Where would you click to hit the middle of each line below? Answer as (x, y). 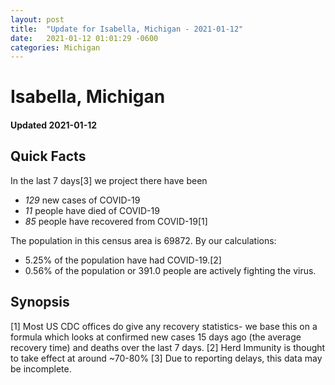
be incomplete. (41, 368)
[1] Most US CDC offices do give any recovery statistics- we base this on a (164, 326)
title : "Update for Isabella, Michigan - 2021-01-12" (127, 29)
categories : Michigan (55, 47)
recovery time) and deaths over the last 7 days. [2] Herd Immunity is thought (168, 347)
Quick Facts (48, 156)
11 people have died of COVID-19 (92, 210)
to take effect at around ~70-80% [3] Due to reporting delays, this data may (166, 358)
